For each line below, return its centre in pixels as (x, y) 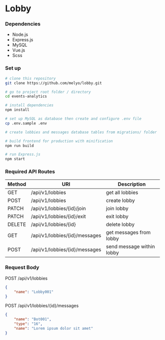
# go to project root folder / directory (48, 92)
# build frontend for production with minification (59, 141)
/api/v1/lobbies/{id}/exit (58, 217)
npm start (15, 159)
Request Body (22, 267)
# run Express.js (23, 155)
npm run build (20, 145)
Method (17, 184)
